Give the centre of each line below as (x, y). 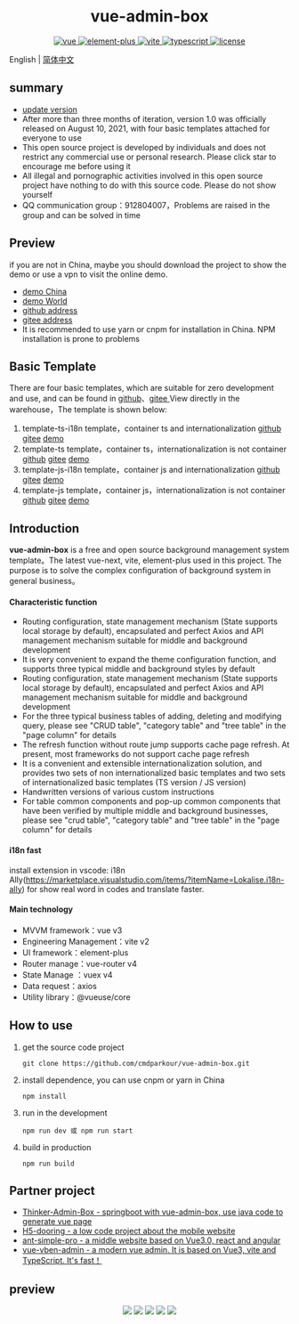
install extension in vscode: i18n (68, 870)
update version (50, 110)
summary (36, 88)
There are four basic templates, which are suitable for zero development (141, 388)
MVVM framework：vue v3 (72, 930)
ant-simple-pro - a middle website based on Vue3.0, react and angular (151, 1240)
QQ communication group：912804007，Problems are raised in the (146, 205)
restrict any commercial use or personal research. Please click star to (149, 157)
